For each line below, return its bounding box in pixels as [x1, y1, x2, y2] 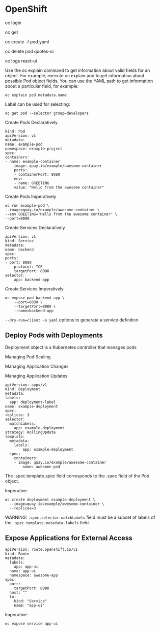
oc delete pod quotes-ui [5, 48, 54, 54]
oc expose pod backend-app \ [5, 295, 65, 300]
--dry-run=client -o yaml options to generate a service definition [5, 316, 139, 323]
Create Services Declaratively [5, 224, 65, 230]
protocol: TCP [14, 264, 43, 269]
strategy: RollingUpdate [5, 430, 56, 435]
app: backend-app [14, 277, 50, 282]
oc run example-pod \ [5, 203, 50, 208]
